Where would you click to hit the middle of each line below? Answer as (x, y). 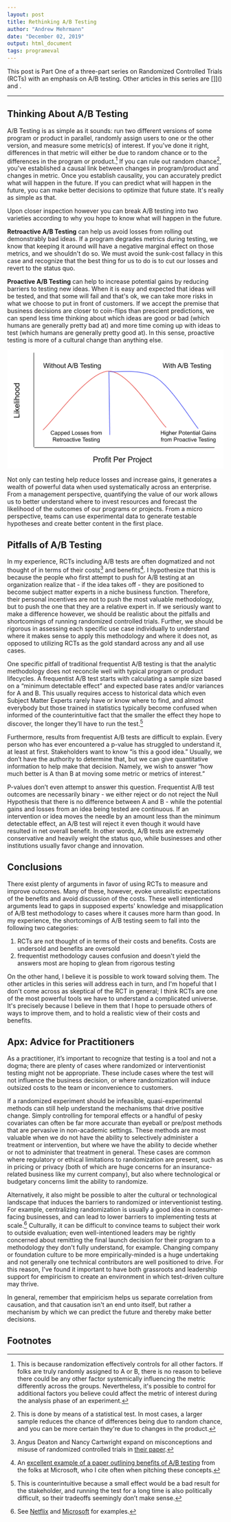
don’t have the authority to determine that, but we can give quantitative (108, 759)
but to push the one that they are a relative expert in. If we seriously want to (114, 607)
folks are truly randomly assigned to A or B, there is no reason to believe (119, 1371)
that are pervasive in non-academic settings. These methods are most (107, 1131)
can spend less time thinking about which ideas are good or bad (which (108, 318)
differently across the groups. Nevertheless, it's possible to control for (116, 1386)
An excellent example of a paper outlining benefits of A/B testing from (116, 1462)
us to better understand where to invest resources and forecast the (102, 501)
